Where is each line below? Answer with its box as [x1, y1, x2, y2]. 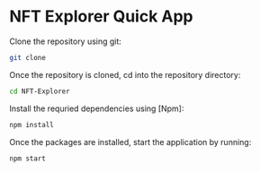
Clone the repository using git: [9, 36, 121, 47]
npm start [9, 154, 47, 163]
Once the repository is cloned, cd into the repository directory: [9, 69, 241, 80]
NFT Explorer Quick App [9, 6, 193, 27]
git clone [9, 53, 47, 62]
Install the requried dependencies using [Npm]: [9, 103, 184, 114]
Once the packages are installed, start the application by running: [9, 136, 252, 147]
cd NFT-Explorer [9, 87, 70, 96]
